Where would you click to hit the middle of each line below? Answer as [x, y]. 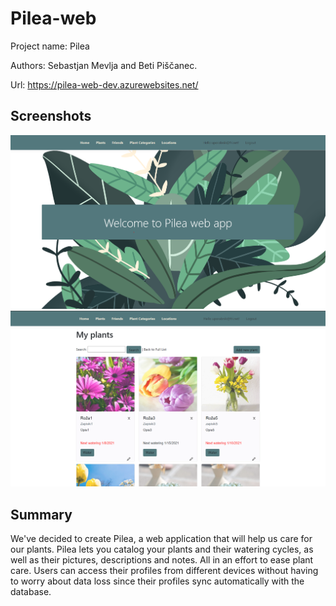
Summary [41, 514]
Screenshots [51, 116]
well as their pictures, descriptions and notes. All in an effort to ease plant [162, 559]
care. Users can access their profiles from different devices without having [164, 570]
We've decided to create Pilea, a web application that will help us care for [161, 538]
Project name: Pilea [50, 46]
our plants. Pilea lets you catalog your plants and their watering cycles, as [162, 549]
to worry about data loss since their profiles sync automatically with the [157, 581]
